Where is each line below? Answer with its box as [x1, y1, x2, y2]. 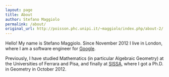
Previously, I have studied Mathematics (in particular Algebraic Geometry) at [5, 55, 164, 61]
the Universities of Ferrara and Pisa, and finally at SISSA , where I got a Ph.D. [5, 61, 164, 67]
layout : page [5, 7, 33, 13]
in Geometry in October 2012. [5, 66, 67, 72]
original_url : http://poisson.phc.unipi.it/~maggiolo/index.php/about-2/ [5, 26, 164, 31]
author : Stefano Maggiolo [5, 17, 60, 22]
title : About [5, 12, 33, 17]
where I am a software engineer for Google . [5, 46, 96, 52]
